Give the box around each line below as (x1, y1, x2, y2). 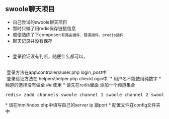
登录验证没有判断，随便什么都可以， (12, 53, 88, 59)
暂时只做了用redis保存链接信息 (12, 25, 76, 31)
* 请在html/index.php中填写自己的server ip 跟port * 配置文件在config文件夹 (5, 102, 161, 108)
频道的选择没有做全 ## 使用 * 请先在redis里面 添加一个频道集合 (5, 82, 135, 88)
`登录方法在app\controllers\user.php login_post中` (5, 69, 108, 75)
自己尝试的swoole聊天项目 (12, 19, 67, 25)
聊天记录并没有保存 (12, 38, 53, 44)
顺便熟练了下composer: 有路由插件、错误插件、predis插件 (12, 32, 124, 38)
